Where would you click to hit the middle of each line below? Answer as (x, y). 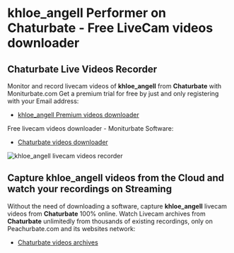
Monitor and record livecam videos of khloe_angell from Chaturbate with (115, 86)
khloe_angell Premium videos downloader (78, 115)
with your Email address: (43, 101)
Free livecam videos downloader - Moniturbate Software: (90, 128)
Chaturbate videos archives (58, 242)
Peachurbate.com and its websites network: (71, 228)
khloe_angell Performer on (87, 13)
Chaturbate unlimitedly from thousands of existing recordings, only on (110, 221)
